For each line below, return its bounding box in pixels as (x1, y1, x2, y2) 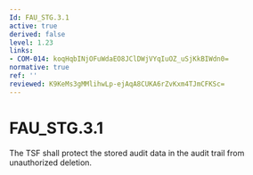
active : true (9, 21, 58, 30)
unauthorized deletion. (9, 157, 92, 168)
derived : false (9, 29, 66, 38)
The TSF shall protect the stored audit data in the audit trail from (9, 147, 245, 158)
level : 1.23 (9, 37, 53, 47)
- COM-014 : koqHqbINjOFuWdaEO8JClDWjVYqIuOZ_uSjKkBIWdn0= (9, 54, 229, 63)
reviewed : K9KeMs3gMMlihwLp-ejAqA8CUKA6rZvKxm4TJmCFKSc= (9, 79, 225, 88)
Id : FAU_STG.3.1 (9, 12, 69, 22)
